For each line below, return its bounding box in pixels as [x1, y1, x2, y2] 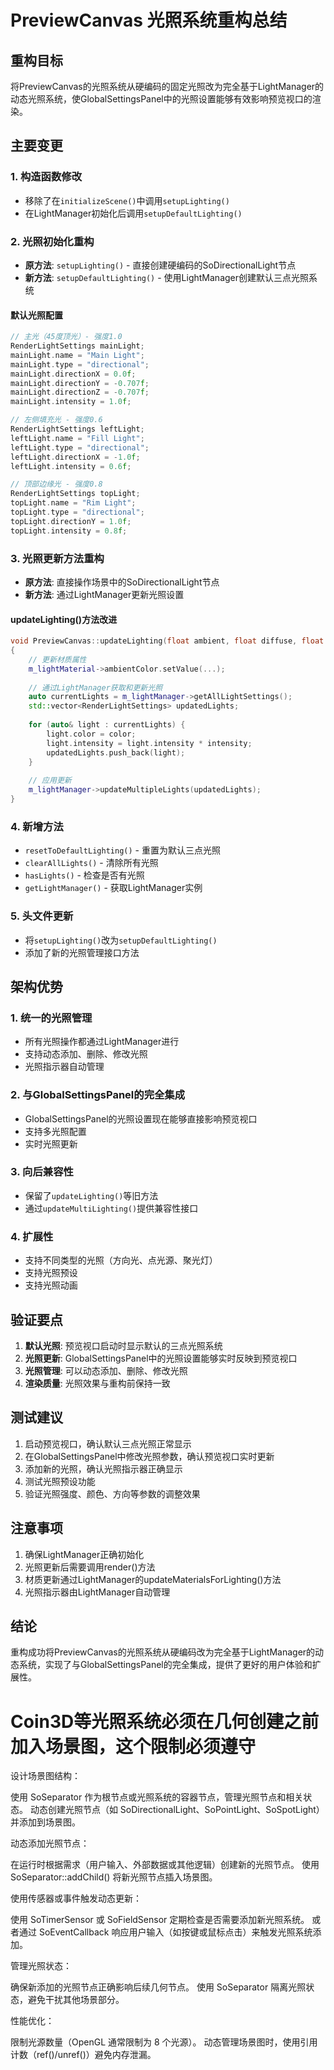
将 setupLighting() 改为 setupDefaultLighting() [24, 934, 218, 946]
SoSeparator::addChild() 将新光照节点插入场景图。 [10, 1871, 218, 1883]
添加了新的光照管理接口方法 [24, 946, 140, 958]
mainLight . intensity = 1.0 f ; [10, 397, 132, 407]
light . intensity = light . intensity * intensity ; [46, 738, 253, 748]
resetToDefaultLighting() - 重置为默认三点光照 [24, 844, 221, 856]
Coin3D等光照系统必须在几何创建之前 [10, 1710, 320, 1733]
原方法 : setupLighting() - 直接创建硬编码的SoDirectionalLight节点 [24, 259, 297, 271]
